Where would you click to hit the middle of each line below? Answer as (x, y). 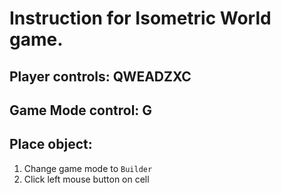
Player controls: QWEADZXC (100, 76)
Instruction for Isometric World (140, 18)
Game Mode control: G (81, 110)
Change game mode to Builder (88, 168)
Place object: (51, 144)
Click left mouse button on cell (86, 179)
